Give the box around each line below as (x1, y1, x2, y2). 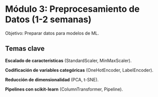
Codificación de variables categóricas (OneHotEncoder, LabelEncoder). (5, 67, 154, 73)
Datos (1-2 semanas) (5, 14, 92, 25)
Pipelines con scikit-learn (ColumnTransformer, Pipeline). (5, 86, 123, 92)
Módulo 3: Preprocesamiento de (5, 3, 140, 15)
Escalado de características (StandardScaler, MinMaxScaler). (5, 58, 132, 64)
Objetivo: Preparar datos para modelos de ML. (5, 30, 99, 36)
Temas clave (5, 44, 45, 53)
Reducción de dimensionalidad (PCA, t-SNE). (5, 76, 99, 82)
